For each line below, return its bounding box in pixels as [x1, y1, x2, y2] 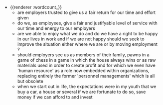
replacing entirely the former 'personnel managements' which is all [17, 73, 155, 79]
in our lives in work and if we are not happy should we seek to [17, 36, 145, 42]
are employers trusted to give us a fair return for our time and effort [17, 9, 156, 15]
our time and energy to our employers [17, 25, 96, 31]
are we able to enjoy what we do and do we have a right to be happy [17, 31, 158, 36]
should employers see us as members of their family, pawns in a [17, 52, 150, 58]
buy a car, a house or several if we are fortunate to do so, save [17, 89, 146, 95]
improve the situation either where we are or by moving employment [17, 41, 158, 47]
